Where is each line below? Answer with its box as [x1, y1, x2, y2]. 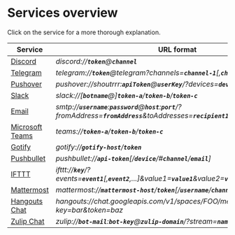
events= [55, 173, 83, 183]
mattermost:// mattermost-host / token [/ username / [55, 185, 212, 194]
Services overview [7, 5, 118, 21]
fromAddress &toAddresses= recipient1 [102, 111, 229, 120]
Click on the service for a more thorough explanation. [7, 28, 161, 36]
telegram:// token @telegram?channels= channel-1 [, [55, 68, 222, 78]
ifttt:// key [55, 164, 85, 174]
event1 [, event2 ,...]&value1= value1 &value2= [81, 173, 225, 183]
